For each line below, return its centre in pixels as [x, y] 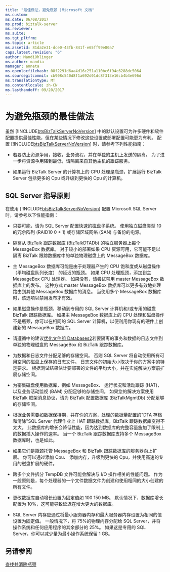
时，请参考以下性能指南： [32, 215]
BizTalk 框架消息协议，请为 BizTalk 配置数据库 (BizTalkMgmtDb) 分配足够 [88, 398]
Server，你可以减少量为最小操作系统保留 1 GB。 [62, 534]
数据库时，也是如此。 [35, 440]
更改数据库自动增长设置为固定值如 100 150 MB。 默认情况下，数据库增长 [88, 498]
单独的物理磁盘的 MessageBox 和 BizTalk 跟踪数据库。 [69, 345]
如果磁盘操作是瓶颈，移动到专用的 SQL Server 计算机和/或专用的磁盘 [84, 309]
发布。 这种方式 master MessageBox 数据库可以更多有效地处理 [96, 285]
